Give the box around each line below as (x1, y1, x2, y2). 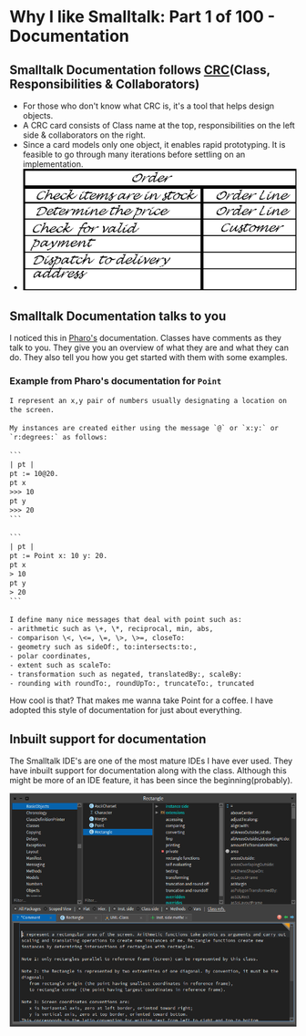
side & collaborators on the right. (22, 129, 146, 140)
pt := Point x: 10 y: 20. (9, 552, 107, 561)
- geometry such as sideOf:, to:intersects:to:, (9, 643, 198, 652)
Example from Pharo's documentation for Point (9, 374, 222, 387)
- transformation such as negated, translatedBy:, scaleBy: (9, 670, 243, 679)
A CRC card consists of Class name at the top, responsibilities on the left (22, 120, 296, 130)
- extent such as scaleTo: (9, 661, 112, 670)
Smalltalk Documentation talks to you (9, 308, 227, 324)
